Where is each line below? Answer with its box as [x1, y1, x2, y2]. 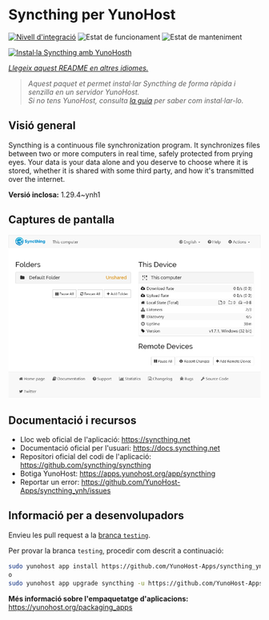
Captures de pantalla [8, 213, 114, 227]
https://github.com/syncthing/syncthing [19, 461, 152, 470]
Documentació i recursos [8, 413, 137, 427]
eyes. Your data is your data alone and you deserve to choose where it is [8, 157, 248, 167]
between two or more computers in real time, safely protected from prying [8, 148, 254, 158]
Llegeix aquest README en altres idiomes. [8, 62, 149, 73]
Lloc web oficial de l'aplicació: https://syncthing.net [19, 435, 191, 445]
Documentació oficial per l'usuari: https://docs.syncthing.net [19, 443, 220, 453]
